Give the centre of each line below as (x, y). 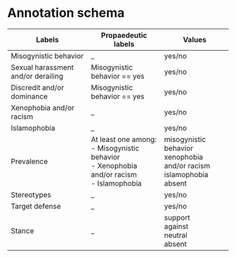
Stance (22, 231)
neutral (176, 235)
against (176, 226)
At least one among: (124, 139)
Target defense (36, 206)
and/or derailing (37, 76)
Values (195, 39)
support (177, 217)
